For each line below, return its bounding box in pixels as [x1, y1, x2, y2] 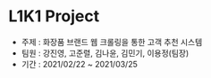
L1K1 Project [8, 6, 100, 27]
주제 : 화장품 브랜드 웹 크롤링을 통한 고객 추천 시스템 [21, 36, 203, 47]
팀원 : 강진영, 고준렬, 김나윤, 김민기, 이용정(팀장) [21, 47, 190, 58]
